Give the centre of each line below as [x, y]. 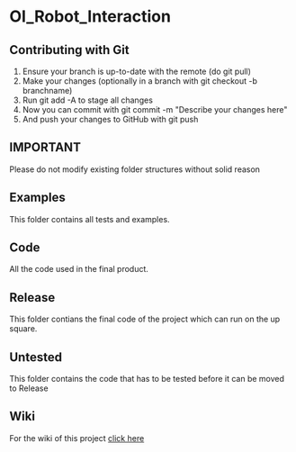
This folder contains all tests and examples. [90, 219]
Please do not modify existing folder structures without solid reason [135, 169]
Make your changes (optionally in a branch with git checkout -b [140, 81]
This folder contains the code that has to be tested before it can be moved [147, 379]
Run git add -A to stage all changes [87, 100]
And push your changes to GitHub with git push [110, 119]
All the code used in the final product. [79, 269]
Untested [36, 357]
